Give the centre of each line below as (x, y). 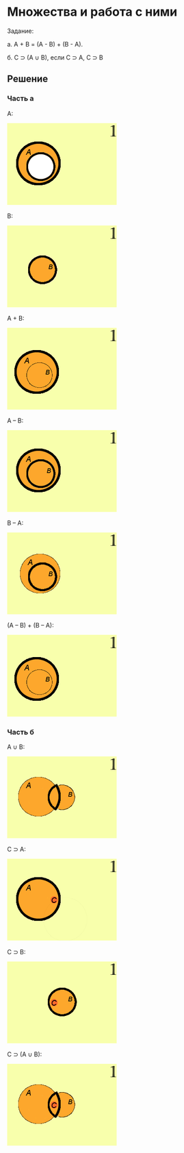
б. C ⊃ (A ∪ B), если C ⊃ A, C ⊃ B (55, 57)
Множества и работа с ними (92, 12)
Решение (28, 79)
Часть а (21, 99)
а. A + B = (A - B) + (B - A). (45, 44)
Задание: (21, 31)
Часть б (21, 732)
